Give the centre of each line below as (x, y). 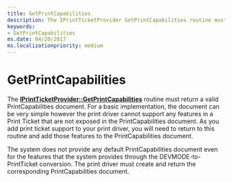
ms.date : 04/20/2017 (37, 39)
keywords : (21, 26)
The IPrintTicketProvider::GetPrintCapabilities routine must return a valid (113, 99)
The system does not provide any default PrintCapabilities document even (113, 149)
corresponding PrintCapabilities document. (68, 171)
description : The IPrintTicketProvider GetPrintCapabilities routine (109, 20)
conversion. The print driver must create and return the (118, 164)
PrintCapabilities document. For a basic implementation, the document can (113, 106)
